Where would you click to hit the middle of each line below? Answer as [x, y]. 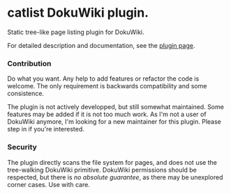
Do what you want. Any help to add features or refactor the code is [103, 79]
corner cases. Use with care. [49, 184]
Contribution [29, 63]
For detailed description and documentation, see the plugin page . [101, 45]
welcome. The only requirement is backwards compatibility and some [107, 86]
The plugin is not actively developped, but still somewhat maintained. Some [116, 107]
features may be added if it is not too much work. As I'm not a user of [107, 114]
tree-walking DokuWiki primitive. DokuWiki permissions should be [102, 170]
